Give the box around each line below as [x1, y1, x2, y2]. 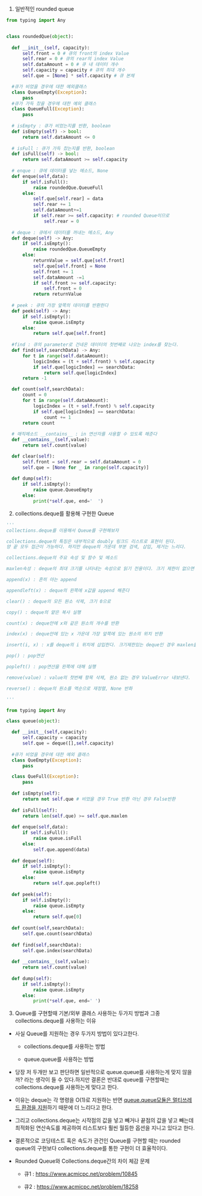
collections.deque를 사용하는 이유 [14, 1017, 96, 1025]
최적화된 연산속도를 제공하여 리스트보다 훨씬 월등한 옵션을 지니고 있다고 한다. [14, 1124, 195, 1131]
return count [22, 420, 55, 426]
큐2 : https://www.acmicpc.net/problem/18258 [23, 1183, 139, 1191]
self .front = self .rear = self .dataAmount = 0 [22, 459, 141, 465]
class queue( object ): [6, 718, 61, 724]
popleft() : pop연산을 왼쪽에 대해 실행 [6, 664, 96, 670]
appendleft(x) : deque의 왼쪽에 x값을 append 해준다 [6, 587, 130, 593]
